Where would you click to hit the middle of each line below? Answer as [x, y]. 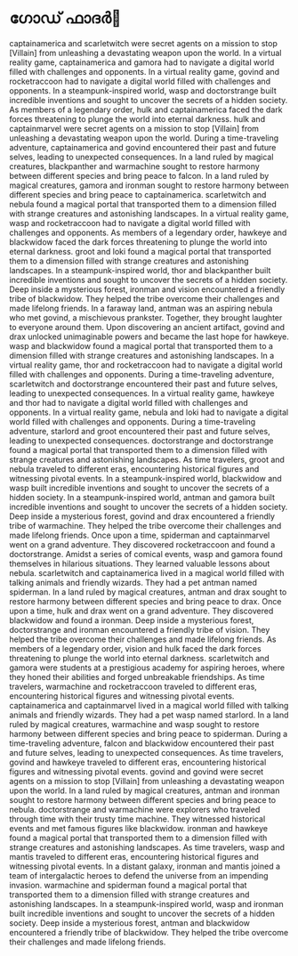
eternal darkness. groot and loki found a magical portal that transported [140, 251]
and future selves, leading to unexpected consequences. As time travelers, [147, 752]
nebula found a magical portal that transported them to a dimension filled [143, 204]
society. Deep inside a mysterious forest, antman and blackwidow [130, 923]
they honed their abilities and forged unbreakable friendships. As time [137, 676]
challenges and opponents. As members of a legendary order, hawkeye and [148, 232]
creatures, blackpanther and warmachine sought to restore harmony [134, 166]
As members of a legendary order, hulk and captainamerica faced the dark [146, 109]
